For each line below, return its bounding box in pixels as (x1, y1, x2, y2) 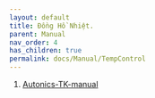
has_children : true (9, 46, 82, 55)
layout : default (9, 12, 70, 22)
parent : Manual (9, 29, 66, 38)
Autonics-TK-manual (22, 79, 99, 89)
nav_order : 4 (9, 37, 58, 47)
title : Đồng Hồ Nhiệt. (9, 21, 94, 30)
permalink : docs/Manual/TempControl (9, 54, 146, 63)
